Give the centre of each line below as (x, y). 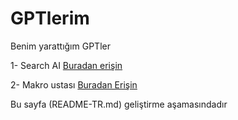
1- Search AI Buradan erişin (66, 65)
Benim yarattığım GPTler (60, 46)
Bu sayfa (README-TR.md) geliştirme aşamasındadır (119, 104)
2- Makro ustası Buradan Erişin (74, 84)
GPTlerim (50, 18)
